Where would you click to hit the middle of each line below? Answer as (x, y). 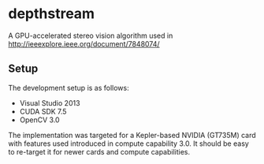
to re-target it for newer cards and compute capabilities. (99, 151)
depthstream (52, 14)
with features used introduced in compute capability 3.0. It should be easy (129, 143)
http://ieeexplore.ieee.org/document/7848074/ (84, 43)
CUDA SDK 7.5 (43, 111)
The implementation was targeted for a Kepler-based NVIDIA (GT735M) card (132, 135)
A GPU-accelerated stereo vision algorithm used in (91, 35)
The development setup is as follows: (69, 88)
